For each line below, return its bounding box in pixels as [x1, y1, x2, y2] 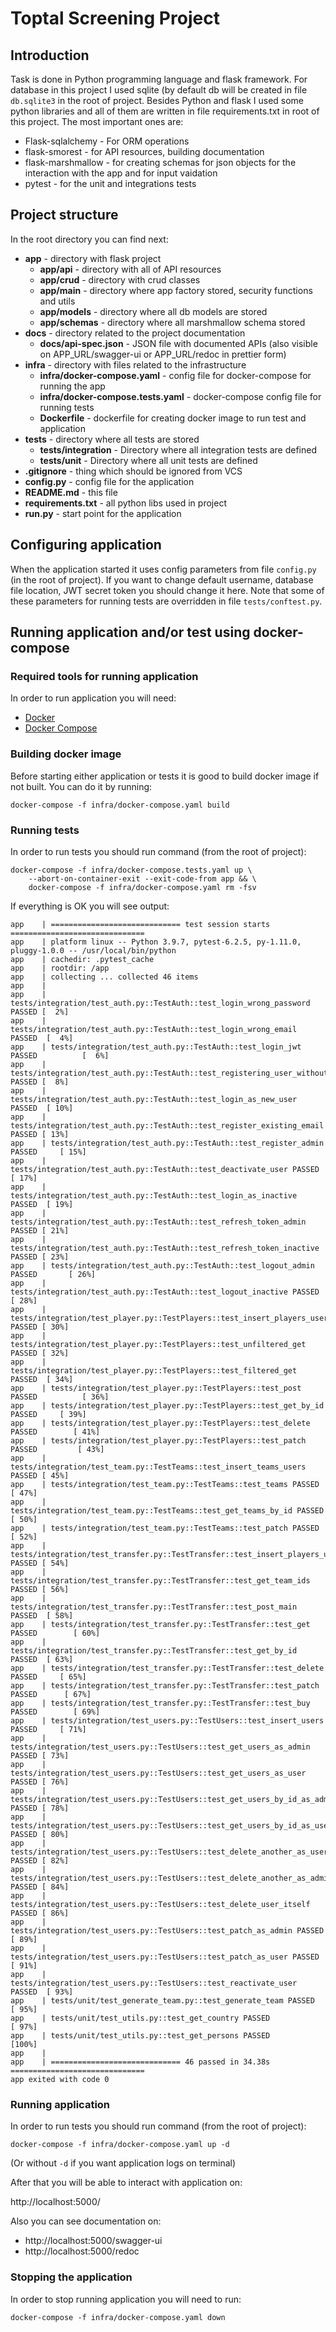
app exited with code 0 [10, 2074, 110, 2084]
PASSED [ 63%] [10, 1654, 74, 1664]
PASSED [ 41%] [10, 1427, 101, 1437]
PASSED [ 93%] [10, 1987, 74, 1997]
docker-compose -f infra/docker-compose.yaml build [10, 800, 230, 810]
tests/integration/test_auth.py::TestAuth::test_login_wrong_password [10, 998, 311, 1008]
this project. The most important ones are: [10, 116, 184, 127]
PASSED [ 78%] [10, 1803, 70, 1813]
